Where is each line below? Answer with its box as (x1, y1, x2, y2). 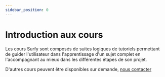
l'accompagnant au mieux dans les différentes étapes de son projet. (5, 56, 147, 62)
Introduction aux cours (5, 29, 103, 40)
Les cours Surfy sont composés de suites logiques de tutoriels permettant (5, 46, 160, 52)
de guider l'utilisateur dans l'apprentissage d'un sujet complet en (5, 51, 141, 57)
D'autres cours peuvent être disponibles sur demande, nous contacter (5, 66, 152, 72)
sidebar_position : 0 (5, 7, 49, 13)
